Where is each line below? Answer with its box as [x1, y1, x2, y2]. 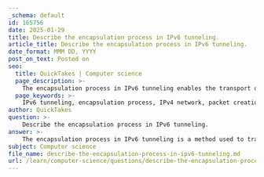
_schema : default [8, 11, 65, 20]
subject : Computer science [8, 143, 97, 150]
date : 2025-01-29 [8, 26, 65, 34]
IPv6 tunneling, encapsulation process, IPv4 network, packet [22, 99, 230, 107]
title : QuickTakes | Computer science [15, 70, 143, 78]
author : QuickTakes [8, 107, 72, 114]
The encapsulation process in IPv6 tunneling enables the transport [22, 84, 251, 92]
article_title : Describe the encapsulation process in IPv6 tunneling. [8, 41, 247, 49]
